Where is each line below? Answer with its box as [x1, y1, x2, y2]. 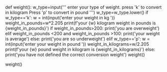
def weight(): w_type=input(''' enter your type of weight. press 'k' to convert [5, 4, 162, 10]
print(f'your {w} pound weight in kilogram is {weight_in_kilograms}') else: [5, 47, 156, 52]
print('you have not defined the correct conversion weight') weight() [5, 52, 146, 58]
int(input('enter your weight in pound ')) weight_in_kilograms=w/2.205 [5, 41, 150, 47]
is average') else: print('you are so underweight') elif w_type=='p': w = [5, 36, 150, 42]
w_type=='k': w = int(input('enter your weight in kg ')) [5, 15, 115, 20]
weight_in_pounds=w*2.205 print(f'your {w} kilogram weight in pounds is [5, 20, 156, 26]
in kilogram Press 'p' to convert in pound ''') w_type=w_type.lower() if [5, 9, 149, 15]
